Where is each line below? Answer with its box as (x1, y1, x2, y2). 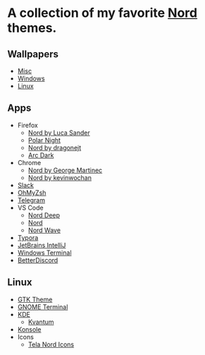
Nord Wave (27, 226, 61, 234)
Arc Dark (27, 150, 54, 160)
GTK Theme (17, 295, 53, 303)
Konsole (17, 325, 42, 333)
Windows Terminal (17, 248, 72, 257)
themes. (7, 20, 57, 36)
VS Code (17, 203, 44, 212)
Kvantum (27, 318, 54, 326)
